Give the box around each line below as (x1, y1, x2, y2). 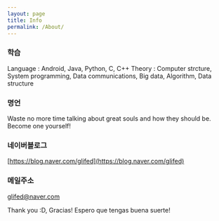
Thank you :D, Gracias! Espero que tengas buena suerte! (7, 206, 171, 214)
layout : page (7, 10, 46, 18)
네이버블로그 (7, 140, 48, 150)
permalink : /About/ (7, 23, 65, 30)
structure (7, 79, 34, 88)
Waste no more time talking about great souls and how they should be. (7, 114, 212, 123)
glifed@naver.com (7, 192, 60, 201)
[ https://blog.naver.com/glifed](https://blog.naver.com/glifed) (7, 157, 185, 166)
